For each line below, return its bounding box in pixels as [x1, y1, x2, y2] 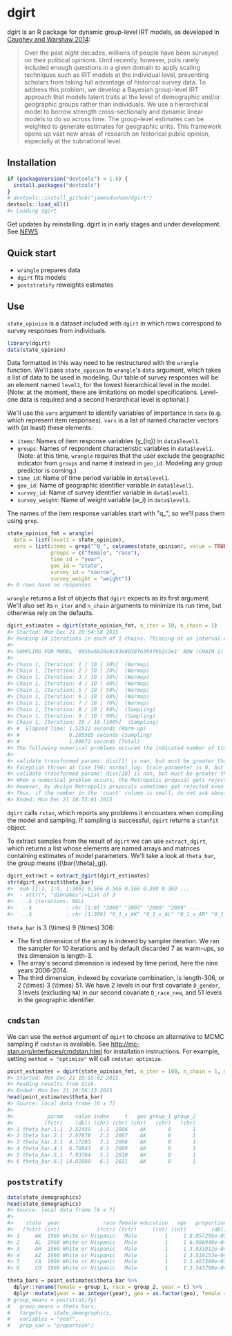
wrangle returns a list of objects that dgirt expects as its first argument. [7, 594, 211, 603]
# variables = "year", [7, 1316, 79, 1323]
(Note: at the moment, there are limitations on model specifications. [7, 388, 199, 396]
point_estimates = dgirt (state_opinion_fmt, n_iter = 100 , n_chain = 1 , [7, 1068, 221, 1075]
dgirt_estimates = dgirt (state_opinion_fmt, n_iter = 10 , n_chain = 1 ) [7, 622, 217, 630]
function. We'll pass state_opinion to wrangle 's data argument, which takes [7, 366, 222, 375]
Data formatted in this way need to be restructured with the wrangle [7, 359, 199, 367]
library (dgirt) [7, 339, 51, 347]
